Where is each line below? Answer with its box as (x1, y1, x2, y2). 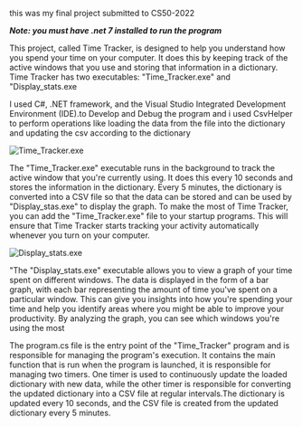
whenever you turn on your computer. (9, 230, 151, 241)
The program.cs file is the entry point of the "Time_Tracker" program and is (9, 340, 290, 351)
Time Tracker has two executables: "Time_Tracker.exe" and (9, 71, 231, 82)
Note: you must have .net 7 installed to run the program (9, 25, 222, 35)
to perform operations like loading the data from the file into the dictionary (9, 118, 286, 128)
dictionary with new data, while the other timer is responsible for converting (9, 379, 291, 389)
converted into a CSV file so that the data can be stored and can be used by (9, 192, 292, 202)
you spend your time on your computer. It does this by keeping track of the (9, 52, 288, 62)
